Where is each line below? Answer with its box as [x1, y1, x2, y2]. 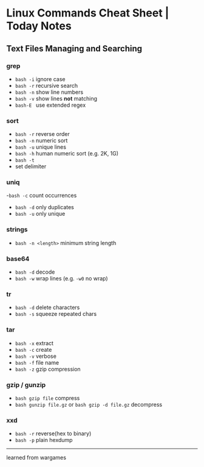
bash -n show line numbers [15, 88, 84, 96]
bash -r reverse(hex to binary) [15, 430, 92, 437]
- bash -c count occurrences [6, 192, 77, 199]
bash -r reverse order [15, 130, 70, 138]
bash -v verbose [15, 352, 56, 360]
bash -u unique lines [15, 143, 67, 151]
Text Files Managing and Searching [6, 43, 143, 54]
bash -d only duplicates [15, 204, 74, 211]
